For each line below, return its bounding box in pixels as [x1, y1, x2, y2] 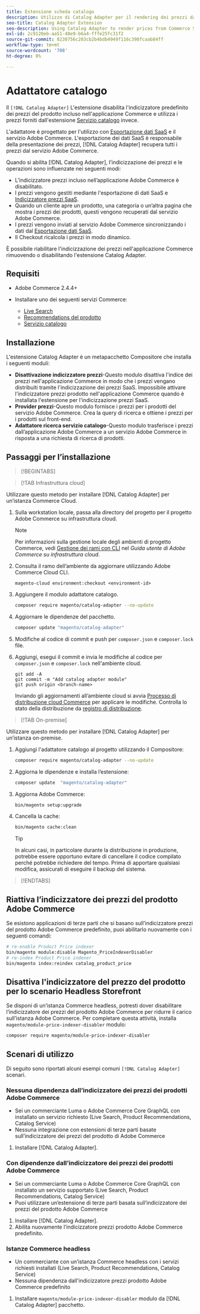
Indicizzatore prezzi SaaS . [14, 195, 79, 203]
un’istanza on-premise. [6, 734, 63, 741]
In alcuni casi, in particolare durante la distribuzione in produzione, [14, 846, 179, 854]
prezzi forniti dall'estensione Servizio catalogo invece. [6, 116, 139, 123]
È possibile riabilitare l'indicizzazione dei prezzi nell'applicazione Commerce [6, 245, 193, 252]
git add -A [14, 671, 42, 677]
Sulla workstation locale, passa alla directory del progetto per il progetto [14, 509, 192, 516]
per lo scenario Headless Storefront [6, 986, 142, 996]
